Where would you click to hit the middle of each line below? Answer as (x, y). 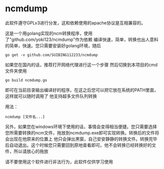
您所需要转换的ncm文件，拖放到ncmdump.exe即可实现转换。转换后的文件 (80, 133)
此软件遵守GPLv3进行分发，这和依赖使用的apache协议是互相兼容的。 (75, 23)
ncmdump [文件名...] (25, 117)
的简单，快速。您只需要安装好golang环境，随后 (53, 45)
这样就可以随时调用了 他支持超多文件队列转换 (51, 96)
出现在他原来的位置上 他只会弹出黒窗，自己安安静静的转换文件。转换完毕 (83, 139)
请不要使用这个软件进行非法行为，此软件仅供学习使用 (59, 162)
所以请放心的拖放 (31, 151)
